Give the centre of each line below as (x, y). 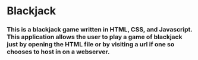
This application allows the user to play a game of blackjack (95, 37)
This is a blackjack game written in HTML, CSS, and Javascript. (100, 30)
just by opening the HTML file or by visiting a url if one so (91, 45)
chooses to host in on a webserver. (58, 52)
